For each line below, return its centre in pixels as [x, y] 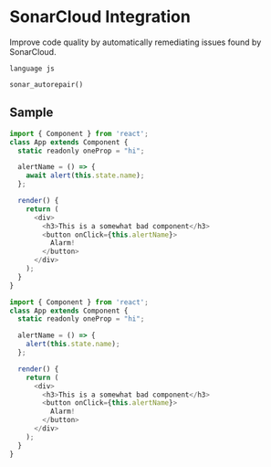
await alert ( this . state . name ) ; [85, 175]
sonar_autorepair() [47, 84]
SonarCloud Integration [100, 17]
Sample [31, 113]
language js [32, 69]
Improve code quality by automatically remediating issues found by [135, 42]
